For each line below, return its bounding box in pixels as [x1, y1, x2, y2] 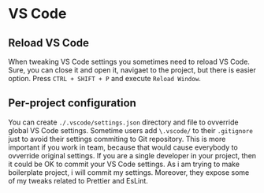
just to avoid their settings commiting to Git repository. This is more [8, 134, 226, 143]
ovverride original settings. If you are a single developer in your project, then [8, 150, 257, 160]
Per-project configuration [8, 96, 136, 110]
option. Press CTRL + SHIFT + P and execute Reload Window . [8, 74, 201, 83]
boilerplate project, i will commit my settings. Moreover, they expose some [8, 167, 250, 177]
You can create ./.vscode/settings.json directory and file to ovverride [8, 117, 239, 127]
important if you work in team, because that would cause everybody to [8, 143, 238, 152]
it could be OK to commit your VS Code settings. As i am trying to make [8, 159, 240, 169]
